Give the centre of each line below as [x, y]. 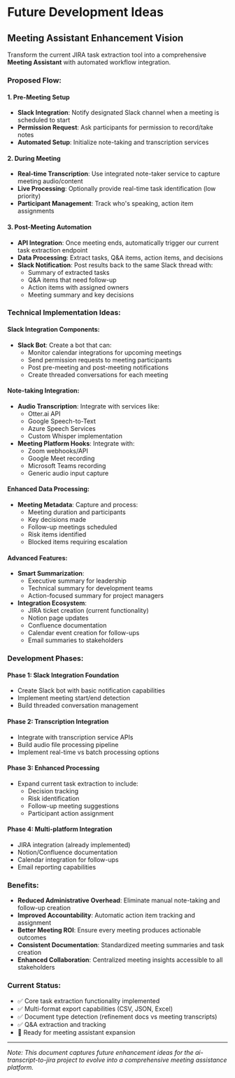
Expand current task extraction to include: [78, 783]
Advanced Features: [37, 558]
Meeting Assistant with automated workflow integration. [89, 62]
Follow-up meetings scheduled [72, 527]
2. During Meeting [34, 158]
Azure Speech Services [62, 428]
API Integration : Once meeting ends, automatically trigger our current [118, 243]
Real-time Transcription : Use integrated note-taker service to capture [119, 174]
